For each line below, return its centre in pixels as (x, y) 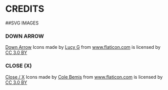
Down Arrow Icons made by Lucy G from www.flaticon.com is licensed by (83, 47)
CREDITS (25, 9)
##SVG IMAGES (22, 23)
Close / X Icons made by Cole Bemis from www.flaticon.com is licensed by (84, 77)
